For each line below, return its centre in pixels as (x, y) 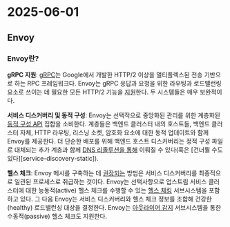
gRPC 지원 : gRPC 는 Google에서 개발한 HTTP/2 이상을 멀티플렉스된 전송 (105, 75)
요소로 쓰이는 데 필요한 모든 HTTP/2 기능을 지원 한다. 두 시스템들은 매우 (103, 92)
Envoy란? (23, 58)
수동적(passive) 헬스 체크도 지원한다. (57, 216)
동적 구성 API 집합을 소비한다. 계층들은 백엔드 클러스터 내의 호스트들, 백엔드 (109, 124)
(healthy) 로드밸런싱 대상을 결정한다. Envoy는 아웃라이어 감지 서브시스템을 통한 (114, 207)
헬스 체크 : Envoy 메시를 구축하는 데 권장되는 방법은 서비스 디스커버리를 (102, 172)
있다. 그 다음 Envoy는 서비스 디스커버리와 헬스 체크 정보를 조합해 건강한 (116, 199)
